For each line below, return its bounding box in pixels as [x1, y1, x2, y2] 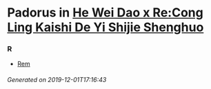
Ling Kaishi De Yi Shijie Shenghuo [7, 19, 204, 35]
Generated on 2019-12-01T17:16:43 [7, 76, 107, 84]
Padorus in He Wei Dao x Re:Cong [7, 5, 203, 21]
